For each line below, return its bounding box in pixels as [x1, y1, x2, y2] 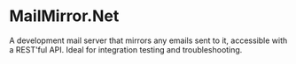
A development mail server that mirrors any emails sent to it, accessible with [9, 35, 288, 46]
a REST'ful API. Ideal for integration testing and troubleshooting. [9, 44, 243, 54]
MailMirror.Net [9, 6, 120, 26]
